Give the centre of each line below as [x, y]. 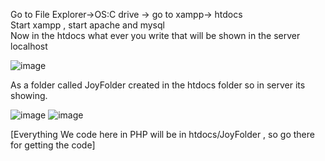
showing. [29, 95]
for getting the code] [53, 145]
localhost [29, 46]
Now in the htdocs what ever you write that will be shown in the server [155, 35]
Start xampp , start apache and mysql [87, 25]
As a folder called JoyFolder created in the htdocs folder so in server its [158, 85]
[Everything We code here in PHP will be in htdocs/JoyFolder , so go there [162, 134]
